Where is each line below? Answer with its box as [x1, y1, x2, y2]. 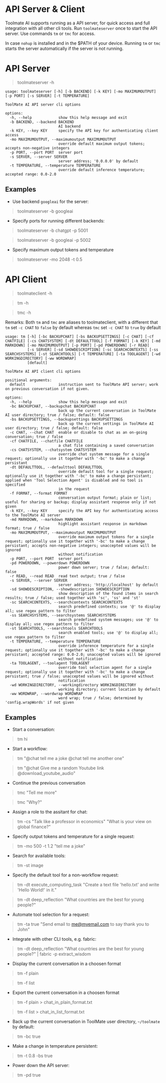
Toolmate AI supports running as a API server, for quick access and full [5, 20, 150, 26]
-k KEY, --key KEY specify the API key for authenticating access [9, 508, 159, 513]
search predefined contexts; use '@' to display [58, 604, 161, 609]
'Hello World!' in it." [17, 887, 57, 893]
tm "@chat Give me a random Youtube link [17, 765, 104, 771]
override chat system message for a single [58, 451, 150, 456]
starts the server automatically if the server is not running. [5, 45, 124, 51]
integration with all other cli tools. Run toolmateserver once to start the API [5, 25, 158, 31]
